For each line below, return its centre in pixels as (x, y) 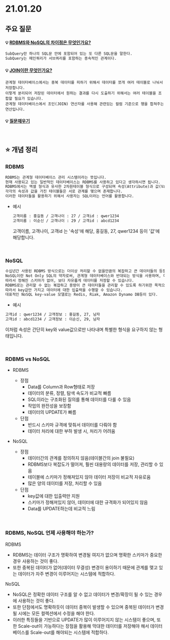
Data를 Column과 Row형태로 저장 (61, 387)
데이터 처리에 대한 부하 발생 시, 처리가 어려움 (71, 431)
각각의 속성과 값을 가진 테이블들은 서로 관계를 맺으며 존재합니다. (64, 191)
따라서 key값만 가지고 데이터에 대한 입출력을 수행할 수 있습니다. (64, 290)
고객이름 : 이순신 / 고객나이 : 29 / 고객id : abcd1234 (66, 221)
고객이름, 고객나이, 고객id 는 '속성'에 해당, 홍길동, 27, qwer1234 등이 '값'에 (86, 231)
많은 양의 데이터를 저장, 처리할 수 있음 (65, 484)
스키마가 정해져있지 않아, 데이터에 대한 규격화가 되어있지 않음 (88, 502)
